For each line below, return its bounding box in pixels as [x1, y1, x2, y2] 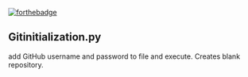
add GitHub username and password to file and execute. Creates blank [8, 52, 241, 61]
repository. [8, 60, 44, 69]
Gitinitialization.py [8, 30, 102, 44]
